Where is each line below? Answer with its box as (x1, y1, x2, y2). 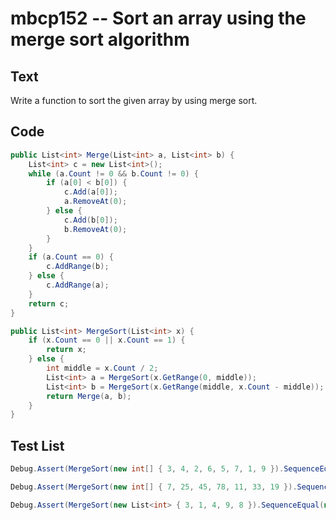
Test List (10, 437, 65, 454)
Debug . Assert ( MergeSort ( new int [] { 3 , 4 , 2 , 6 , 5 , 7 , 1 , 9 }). (10, 464, 285, 474)
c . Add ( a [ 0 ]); (63, 187, 118, 197)
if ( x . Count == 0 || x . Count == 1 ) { (28, 335, 186, 346)
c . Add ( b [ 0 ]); (63, 215, 118, 225)
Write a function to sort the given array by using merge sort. (10, 95, 258, 106)
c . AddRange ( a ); (46, 280, 110, 291)
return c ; (28, 298, 70, 309)
